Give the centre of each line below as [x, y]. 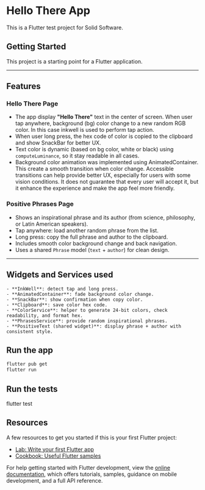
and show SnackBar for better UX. [58, 143]
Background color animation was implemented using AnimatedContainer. [107, 162]
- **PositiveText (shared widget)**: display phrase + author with [94, 326]
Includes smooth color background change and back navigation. [96, 243]
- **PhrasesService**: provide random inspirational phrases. [87, 321]
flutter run [21, 370]
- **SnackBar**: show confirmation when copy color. [75, 300]
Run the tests [32, 389]
